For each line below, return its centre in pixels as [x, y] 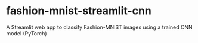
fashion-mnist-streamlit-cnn [79, 11]
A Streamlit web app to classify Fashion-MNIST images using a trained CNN [99, 27]
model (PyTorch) [27, 33]
